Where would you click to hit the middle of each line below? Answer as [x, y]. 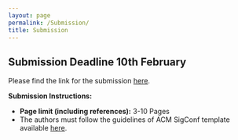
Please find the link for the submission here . [79, 81]
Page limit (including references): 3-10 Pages [95, 112]
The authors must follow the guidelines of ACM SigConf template [124, 120]
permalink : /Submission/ [49, 23]
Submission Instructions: [50, 96]
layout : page [29, 15]
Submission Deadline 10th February [97, 62]
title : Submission [38, 30]
